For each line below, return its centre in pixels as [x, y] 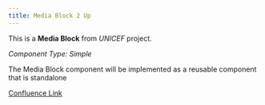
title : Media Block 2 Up [50, 16]
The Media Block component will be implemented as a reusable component [132, 69]
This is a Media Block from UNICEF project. [80, 38]
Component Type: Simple [50, 53]
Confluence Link [35, 93]
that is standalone [38, 77]
